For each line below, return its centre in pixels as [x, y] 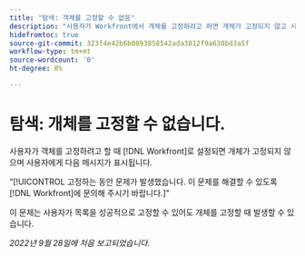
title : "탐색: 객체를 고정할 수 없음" [72, 18]
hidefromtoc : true [44, 34]
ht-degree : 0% [36, 69]
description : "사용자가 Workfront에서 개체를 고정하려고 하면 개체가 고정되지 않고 [148, 26]
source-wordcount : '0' [52, 60]
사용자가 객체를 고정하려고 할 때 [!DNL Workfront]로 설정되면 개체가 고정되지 [146, 151]
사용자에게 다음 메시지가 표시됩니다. [89, 162]
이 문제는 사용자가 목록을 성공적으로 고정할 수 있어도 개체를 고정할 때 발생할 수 [148, 212]
